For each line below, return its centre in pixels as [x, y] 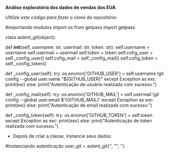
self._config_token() [26, 63]
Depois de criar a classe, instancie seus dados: [62, 136]
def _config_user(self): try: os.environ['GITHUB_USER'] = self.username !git [85, 73]
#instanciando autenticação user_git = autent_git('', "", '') [65, 146]
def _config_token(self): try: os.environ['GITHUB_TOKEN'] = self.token [79, 115]
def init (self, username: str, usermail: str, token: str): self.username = [77, 47]
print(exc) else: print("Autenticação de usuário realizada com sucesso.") [81, 84]
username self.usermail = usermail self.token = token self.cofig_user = [79, 53]
